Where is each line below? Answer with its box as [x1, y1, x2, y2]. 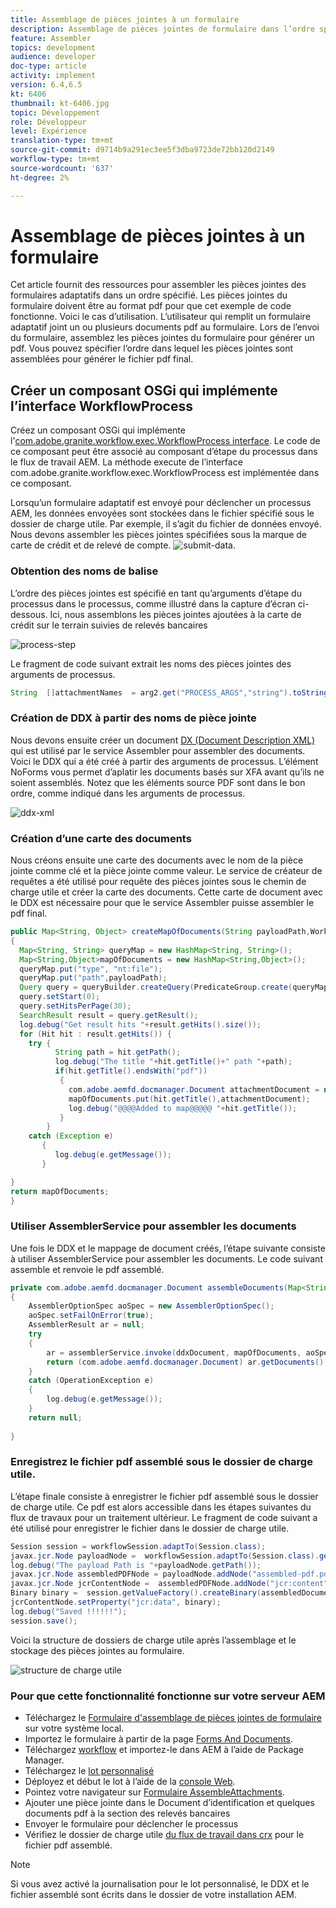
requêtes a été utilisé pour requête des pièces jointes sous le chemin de [10, 876, 307, 888]
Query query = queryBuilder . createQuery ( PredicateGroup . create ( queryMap [19, 982, 329, 993]
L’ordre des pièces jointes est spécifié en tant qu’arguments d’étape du [10, 587, 302, 599]
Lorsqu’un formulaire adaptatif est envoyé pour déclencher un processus [10, 497, 312, 509]
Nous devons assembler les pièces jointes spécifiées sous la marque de [10, 529, 308, 541]
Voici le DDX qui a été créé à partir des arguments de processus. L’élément [10, 755, 319, 767]
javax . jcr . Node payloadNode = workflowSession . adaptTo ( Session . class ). [10, 1551, 320, 1561]
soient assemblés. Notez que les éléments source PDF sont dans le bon [10, 776, 306, 788]
